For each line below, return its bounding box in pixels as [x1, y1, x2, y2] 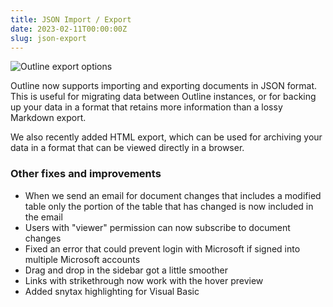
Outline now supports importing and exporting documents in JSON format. [10, 80, 318, 92]
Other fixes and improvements [10, 167, 162, 181]
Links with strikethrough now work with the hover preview [24, 274, 264, 286]
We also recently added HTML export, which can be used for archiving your [10, 131, 323, 143]
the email [24, 211, 63, 223]
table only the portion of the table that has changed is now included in [24, 200, 314, 212]
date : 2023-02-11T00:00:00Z [10, 24, 128, 34]
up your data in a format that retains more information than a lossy [10, 101, 283, 113]
